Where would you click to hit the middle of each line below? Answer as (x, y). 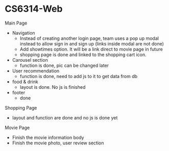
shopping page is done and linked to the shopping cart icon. (83, 55)
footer (19, 92)
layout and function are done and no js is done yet (65, 117)
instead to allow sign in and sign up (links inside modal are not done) (92, 43)
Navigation (23, 33)
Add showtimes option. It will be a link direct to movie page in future (91, 49)
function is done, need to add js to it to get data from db (79, 76)
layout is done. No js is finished (53, 87)
